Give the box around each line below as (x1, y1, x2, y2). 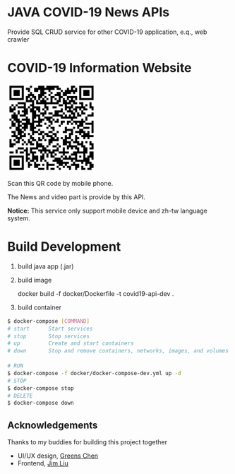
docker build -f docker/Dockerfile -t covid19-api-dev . (17, 289, 174, 297)
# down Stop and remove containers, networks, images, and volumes (7, 348, 229, 355)
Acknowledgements (7, 419, 98, 431)
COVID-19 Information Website (7, 60, 192, 76)
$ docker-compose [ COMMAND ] (7, 317, 90, 325)
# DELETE (7, 392, 33, 399)
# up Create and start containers (7, 340, 134, 347)
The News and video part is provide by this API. (7, 192, 146, 201)
